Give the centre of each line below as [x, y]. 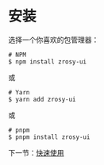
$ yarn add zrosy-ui [42, 99]
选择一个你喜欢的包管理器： [54, 40]
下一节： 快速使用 [36, 152]
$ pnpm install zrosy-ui [49, 137]
